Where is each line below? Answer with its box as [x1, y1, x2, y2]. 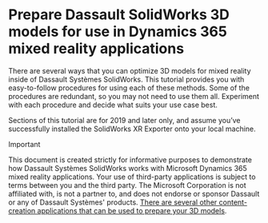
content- [218, 197, 248, 207]
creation [8, 205, 36, 215]
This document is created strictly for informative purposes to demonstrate [8, 154, 252, 165]
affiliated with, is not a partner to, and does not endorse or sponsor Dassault [8, 189, 260, 198]
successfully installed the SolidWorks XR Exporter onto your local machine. [8, 124, 256, 133]
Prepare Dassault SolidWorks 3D [8, 6, 230, 24]
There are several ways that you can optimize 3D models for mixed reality [8, 66, 251, 75]
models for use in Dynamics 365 [8, 22, 228, 41]
